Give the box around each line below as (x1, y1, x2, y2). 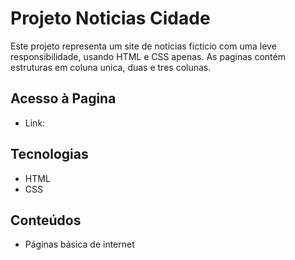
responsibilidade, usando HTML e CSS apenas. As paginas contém (10, 50, 286, 62)
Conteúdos (10, 212, 82, 229)
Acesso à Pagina (10, 90, 117, 107)
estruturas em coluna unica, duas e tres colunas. (10, 61, 212, 73)
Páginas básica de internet (24, 238, 135, 251)
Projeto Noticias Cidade (10, 7, 211, 30)
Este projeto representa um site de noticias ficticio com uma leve (10, 40, 277, 52)
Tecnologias (10, 146, 89, 163)
